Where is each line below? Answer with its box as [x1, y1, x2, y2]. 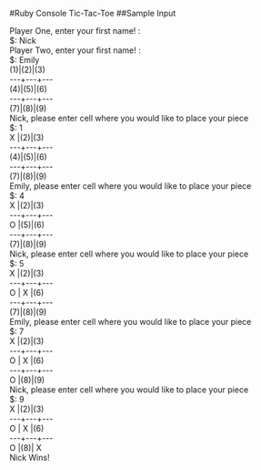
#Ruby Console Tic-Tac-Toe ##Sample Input [9, 8, 176, 18]
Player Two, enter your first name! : [9, 45, 141, 56]
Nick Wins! [9, 452, 50, 463]
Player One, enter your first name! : [9, 26, 141, 36]
